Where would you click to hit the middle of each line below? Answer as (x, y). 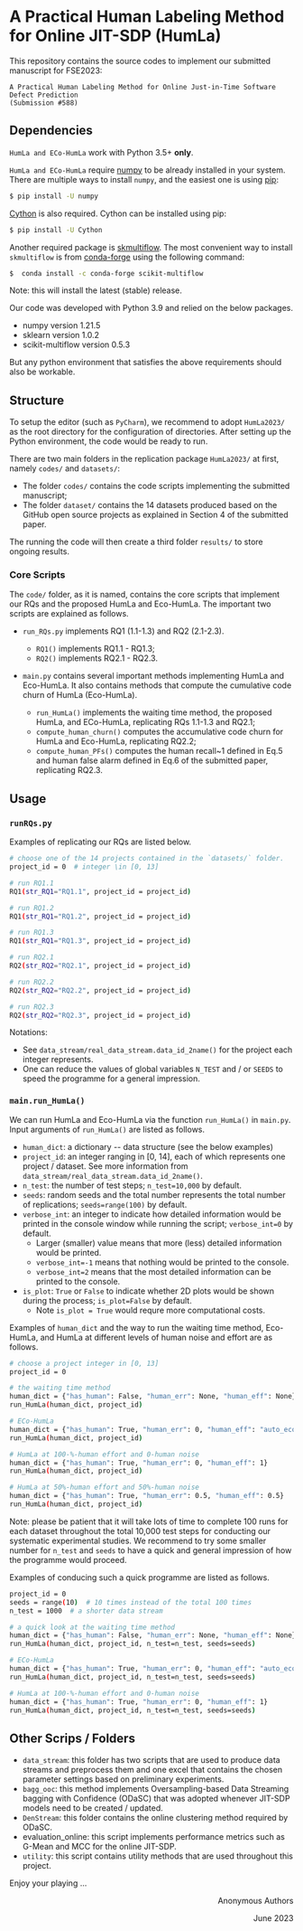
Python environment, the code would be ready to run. (109, 441)
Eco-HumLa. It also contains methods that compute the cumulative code (157, 685)
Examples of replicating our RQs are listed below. (101, 842)
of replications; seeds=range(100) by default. (105, 1204)
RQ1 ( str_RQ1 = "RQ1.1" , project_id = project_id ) (101, 891)
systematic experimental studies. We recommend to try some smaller (138, 1540)
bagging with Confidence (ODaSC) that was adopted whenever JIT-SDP (156, 1799)
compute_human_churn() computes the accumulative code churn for (160, 732)
